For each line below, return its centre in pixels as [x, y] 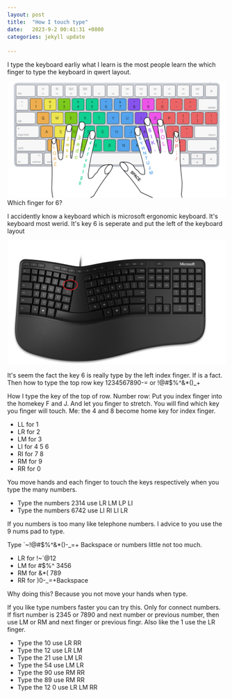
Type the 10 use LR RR [49, 643]
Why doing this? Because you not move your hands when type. [98, 594]
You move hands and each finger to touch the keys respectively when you [113, 482]
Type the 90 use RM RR [51, 673]
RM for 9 [30, 462]
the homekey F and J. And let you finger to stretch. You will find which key [114, 404]
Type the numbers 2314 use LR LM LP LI [75, 503]
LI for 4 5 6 [33, 447]
